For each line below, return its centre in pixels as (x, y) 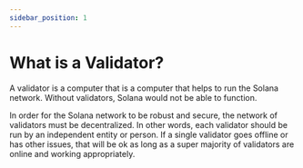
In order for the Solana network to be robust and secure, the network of (144, 115)
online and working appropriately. (72, 153)
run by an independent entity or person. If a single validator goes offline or (149, 134)
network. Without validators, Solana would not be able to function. (133, 97)
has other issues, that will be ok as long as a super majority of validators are (152, 144)
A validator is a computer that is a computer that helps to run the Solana (144, 88)
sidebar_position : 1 (49, 18)
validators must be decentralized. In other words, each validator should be (149, 124)
